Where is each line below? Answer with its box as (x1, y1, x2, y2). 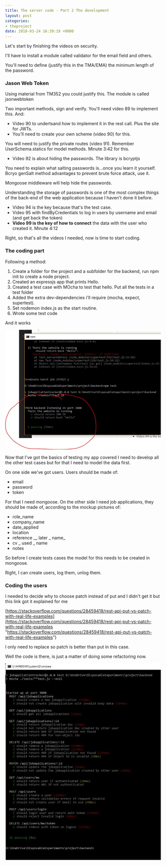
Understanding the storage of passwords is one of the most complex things (5, 189, 159, 195)
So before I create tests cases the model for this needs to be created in (5, 555, 150, 561)
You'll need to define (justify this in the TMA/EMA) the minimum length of (5, 62, 154, 68)
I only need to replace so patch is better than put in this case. (5, 644, 130, 650)
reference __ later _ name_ (12, 535, 66, 541)
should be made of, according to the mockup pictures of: (5, 504, 121, 510)
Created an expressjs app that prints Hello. (12, 278, 100, 284)
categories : (5, 18, 30, 23)
